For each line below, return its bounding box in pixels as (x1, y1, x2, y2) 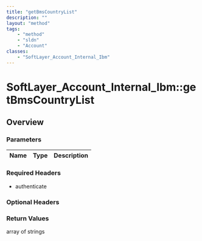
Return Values (6, 214, 49, 222)
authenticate (15, 183, 47, 190)
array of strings (6, 228, 45, 236)
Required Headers (6, 169, 61, 177)
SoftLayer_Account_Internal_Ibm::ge (6, 80, 197, 94)
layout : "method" (6, 20, 50, 26)
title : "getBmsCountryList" (6, 8, 78, 15)
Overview (6, 117, 44, 127)
